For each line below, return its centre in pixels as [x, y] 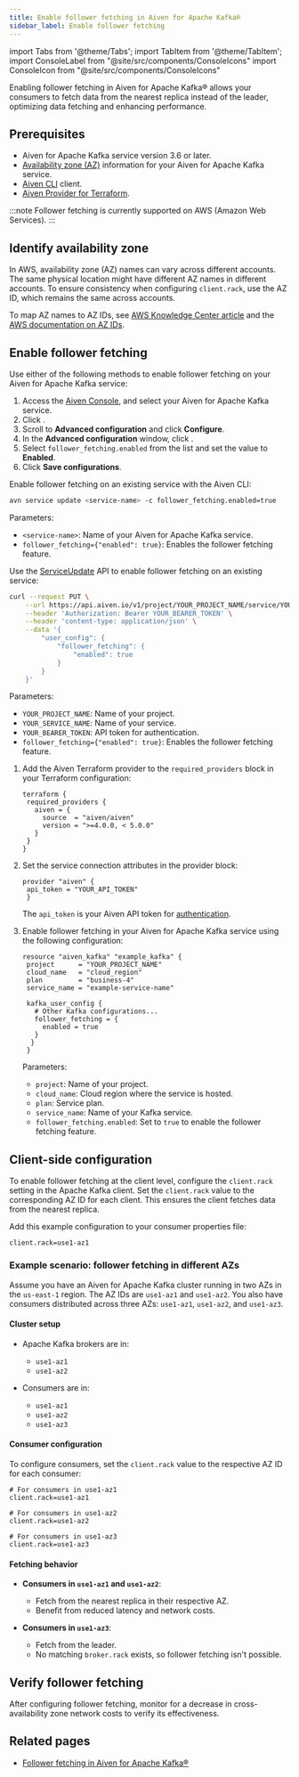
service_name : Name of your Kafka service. [114, 1113]
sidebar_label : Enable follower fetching [87, 26]
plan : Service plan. [70, 1103]
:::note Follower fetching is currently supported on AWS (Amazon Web [138, 211]
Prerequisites [47, 134]
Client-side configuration [81, 1160]
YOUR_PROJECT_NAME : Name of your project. [98, 714]
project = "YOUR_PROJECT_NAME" [94, 965]
